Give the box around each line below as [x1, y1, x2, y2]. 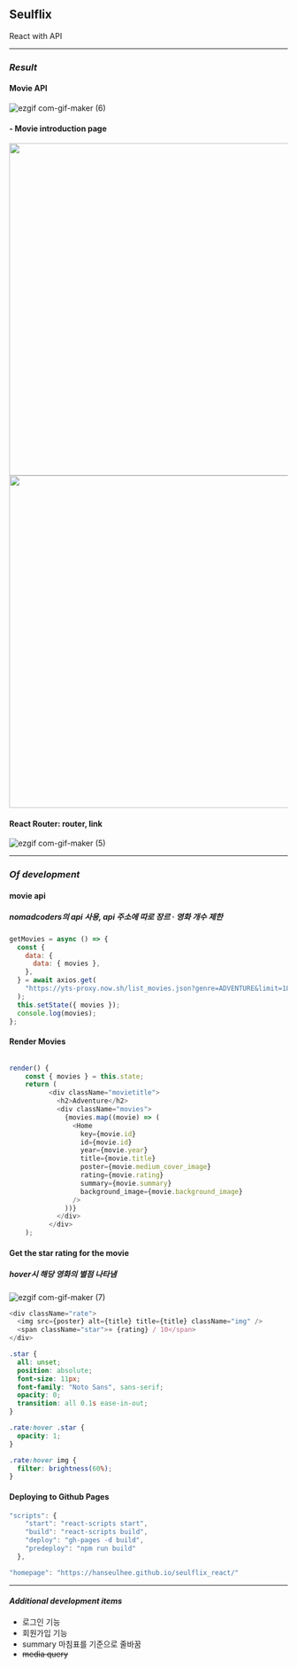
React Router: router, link [9, 818, 103, 829]
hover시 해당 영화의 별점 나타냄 [9, 1269, 118, 1280]
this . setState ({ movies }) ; [17, 1001, 121, 1009]
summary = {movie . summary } [80, 1179, 172, 1188]
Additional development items [9, 1595, 123, 1607]
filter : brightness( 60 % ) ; [17, 1464, 113, 1473]
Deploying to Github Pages [9, 1491, 110, 1501]
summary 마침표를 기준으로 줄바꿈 [21, 1639, 141, 1649]
